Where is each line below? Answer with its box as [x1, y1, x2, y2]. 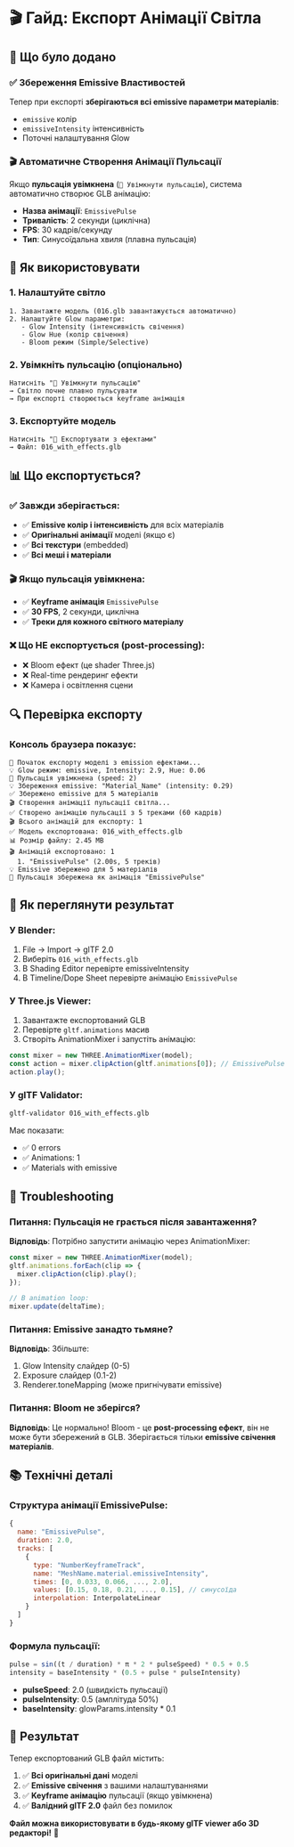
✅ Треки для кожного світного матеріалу [21, 616, 184, 627]
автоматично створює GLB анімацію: [9, 189, 151, 199]
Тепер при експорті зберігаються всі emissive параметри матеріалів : [9, 96, 279, 107]
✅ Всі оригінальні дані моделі [21, 1770, 138, 1780]
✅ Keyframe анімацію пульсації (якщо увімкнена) [21, 1790, 214, 1801]
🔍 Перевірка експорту [9, 707, 143, 722]
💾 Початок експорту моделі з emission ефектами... [9, 759, 201, 768]
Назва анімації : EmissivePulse [21, 206, 136, 216]
